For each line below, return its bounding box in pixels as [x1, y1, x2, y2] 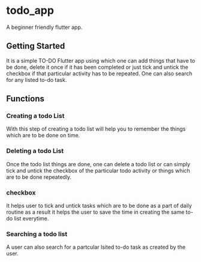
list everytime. [14, 215, 49, 222]
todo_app [6, 4, 54, 17]
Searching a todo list [6, 229, 68, 238]
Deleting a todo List [6, 147, 64, 155]
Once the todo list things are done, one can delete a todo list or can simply [6, 160, 191, 167]
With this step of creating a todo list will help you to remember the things [6, 125, 186, 133]
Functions [6, 94, 45, 104]
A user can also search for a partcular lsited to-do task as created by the [6, 243, 186, 251]
